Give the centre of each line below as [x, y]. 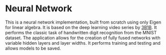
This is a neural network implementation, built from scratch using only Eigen [83, 22]
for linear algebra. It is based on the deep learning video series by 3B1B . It [81, 27]
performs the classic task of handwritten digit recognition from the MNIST [81, 32]
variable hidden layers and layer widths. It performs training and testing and [83, 43]
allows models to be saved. [33, 48]
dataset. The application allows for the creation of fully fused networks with [83, 38]
